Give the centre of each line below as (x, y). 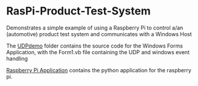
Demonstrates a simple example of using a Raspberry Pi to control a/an (95, 28)
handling (17, 58)
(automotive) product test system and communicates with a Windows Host (99, 34)
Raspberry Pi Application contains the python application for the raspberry (99, 70)
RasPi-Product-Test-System (78, 11)
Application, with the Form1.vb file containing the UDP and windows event (98, 52)
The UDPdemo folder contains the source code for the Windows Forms (94, 46)
